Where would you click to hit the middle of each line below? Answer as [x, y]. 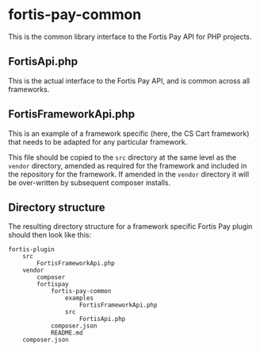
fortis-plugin [32, 249]
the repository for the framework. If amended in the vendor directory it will [129, 174]
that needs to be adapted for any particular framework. [98, 141]
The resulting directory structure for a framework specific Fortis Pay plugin [130, 226]
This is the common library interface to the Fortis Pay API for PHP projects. [130, 37]
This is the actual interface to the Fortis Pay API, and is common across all [129, 80]
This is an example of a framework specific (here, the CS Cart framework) [129, 133]
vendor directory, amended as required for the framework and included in [128, 165]
